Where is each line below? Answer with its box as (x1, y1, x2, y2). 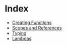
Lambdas (12, 35, 32, 41)
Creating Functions (12, 19, 52, 25)
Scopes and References (12, 24, 62, 30)
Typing (12, 30, 27, 36)
